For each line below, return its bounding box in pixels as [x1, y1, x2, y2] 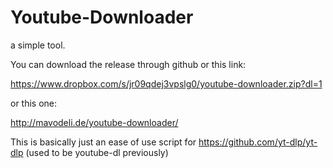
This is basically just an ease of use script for [10, 136, 197, 148]
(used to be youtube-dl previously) [25, 146, 169, 158]
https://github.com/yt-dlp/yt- [198, 136, 318, 148]
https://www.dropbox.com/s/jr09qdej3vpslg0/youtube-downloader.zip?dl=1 [10, 77, 323, 90]
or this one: [10, 97, 58, 109]
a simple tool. [10, 39, 66, 51]
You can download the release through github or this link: [10, 58, 247, 70]
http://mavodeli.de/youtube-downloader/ [10, 116, 179, 128]
